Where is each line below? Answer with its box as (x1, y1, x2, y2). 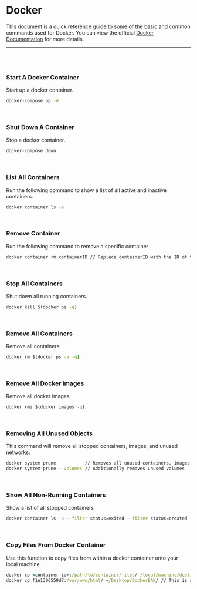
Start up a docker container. (6, 86, 74, 94)
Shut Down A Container (6, 123, 74, 132)
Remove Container (6, 230, 60, 238)
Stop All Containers (6, 280, 63, 288)
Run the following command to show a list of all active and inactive (6, 186, 167, 194)
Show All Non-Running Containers (6, 491, 106, 499)
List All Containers (6, 173, 60, 181)
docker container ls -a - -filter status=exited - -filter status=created (6, 516, 188, 521)
